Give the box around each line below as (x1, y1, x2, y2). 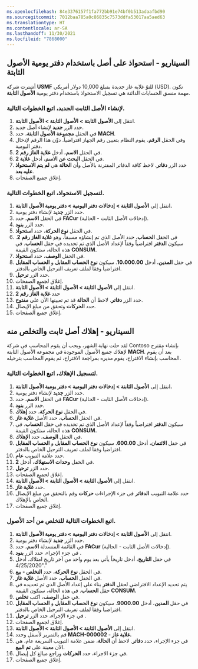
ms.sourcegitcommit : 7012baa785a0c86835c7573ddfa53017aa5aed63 (6, 14, 166, 20)
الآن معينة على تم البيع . (15, 643, 65, 651)
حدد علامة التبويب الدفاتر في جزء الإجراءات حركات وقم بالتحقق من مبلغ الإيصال (15, 489, 189, 497)
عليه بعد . (15, 168, 34, 175)
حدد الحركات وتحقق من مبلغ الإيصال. (15, 303, 96, 310)
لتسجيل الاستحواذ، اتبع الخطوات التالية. (6, 189, 105, 197)
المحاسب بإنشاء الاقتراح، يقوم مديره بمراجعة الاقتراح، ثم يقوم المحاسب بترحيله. (6, 354, 181, 361)
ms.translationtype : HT (6, 20, 65, 25)
